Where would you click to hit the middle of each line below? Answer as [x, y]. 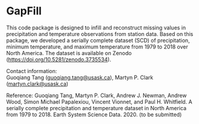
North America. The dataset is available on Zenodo [69, 53]
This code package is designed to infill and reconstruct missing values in [96, 28]
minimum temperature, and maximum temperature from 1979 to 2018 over [97, 47]
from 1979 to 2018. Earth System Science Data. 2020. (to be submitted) [94, 114]
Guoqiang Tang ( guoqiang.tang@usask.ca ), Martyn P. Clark [80, 77]
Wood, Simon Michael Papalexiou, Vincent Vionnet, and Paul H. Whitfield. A [99, 102]
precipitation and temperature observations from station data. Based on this [100, 34]
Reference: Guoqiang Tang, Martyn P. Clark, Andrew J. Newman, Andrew [97, 95]
